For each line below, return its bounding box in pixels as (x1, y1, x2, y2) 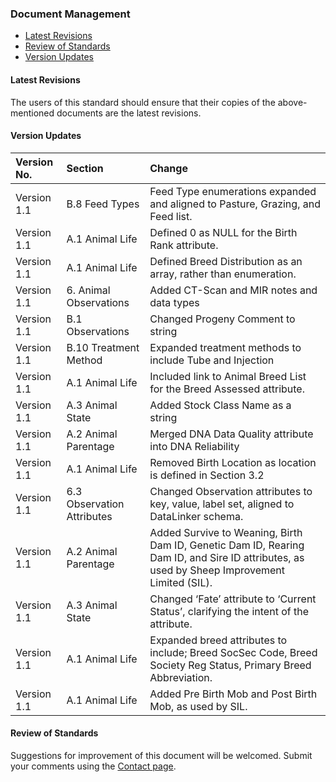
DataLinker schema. (149, 509, 244, 523)
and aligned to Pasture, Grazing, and (149, 197, 321, 211)
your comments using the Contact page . (10, 760, 177, 772)
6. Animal (66, 283, 111, 297)
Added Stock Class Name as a (149, 398, 292, 412)
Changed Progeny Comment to (149, 312, 296, 326)
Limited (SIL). (149, 575, 213, 589)
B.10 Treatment (66, 340, 140, 354)
